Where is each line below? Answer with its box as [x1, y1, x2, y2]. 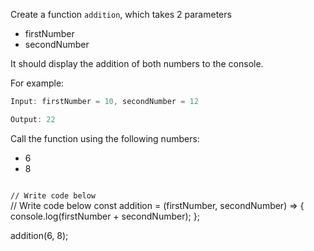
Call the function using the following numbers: [10, 132, 200, 144]
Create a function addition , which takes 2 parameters [10, 9, 232, 20]
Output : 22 [10, 114, 56, 124]
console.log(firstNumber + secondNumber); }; [10, 210, 200, 222]
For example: [10, 77, 65, 89]
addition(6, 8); [10, 229, 69, 241]
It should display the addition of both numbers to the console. [10, 58, 264, 69]
